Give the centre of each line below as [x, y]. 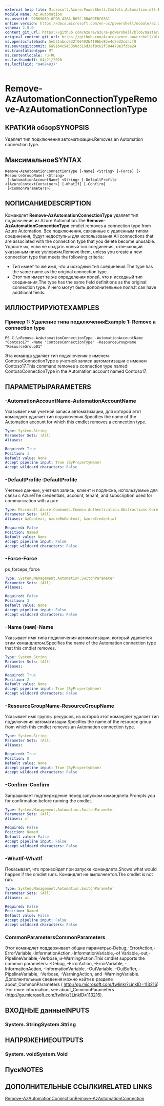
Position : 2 [17, 680]
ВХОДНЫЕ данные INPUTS [47, 1010]
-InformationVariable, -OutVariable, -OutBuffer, [90, 969]
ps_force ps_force [22, 569]
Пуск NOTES [24, 1070]
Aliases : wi [17, 898]
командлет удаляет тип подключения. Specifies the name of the [71, 417]
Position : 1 [17, 453]
